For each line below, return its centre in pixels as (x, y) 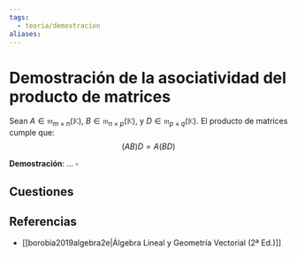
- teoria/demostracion (59, 26)
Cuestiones (42, 191)
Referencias (43, 221)
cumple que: (32, 133)
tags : (19, 17)
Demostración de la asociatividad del (148, 78)
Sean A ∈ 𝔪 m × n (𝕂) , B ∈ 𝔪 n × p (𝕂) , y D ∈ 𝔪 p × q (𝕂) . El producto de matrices (148, 122)
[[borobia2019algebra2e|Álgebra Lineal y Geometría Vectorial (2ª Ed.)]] (152, 243)
